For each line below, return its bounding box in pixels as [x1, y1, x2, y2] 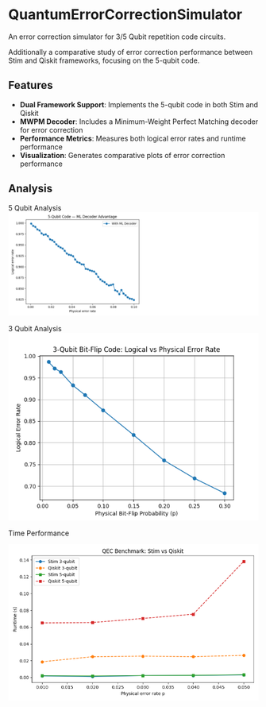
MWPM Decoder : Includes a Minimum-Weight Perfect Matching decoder [19, 117, 259, 126]
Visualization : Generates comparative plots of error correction [19, 150, 226, 160]
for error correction [19, 125, 83, 134]
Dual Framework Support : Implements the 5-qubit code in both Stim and [19, 99, 259, 109]
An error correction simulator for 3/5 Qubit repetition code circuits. [8, 32, 226, 41]
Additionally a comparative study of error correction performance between [8, 47, 253, 56]
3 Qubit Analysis [8, 324, 62, 334]
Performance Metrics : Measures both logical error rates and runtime [19, 133, 246, 143]
